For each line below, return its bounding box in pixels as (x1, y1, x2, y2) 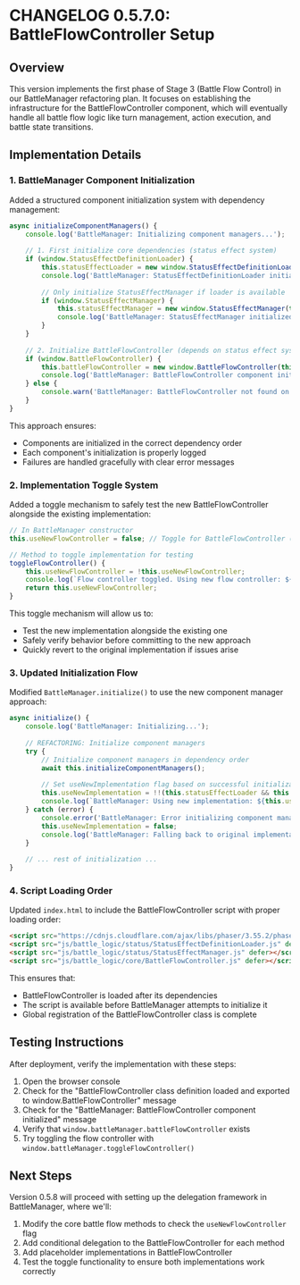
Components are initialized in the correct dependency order (21, 437, 243, 448)
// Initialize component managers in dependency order (41, 755, 250, 764)
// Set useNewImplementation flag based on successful (41, 780, 250, 789)
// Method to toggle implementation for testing (9, 550, 194, 559)
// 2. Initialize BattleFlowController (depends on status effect (25, 346, 278, 355)
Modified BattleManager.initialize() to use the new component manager (9, 687, 284, 698)
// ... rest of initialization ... (25, 855, 158, 864)
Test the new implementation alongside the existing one (21, 626, 228, 636)
